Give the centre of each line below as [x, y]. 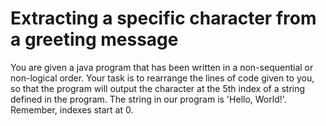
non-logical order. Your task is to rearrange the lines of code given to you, [162, 78]
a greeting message [94, 39]
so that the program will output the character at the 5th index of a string [158, 88]
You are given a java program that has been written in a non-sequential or [162, 67]
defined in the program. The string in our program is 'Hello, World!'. [148, 99]
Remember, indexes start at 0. [72, 109]
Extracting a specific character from [163, 18]
